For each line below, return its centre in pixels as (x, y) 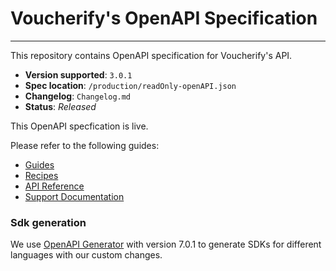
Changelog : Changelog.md (78, 96)
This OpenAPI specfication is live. (79, 126)
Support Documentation (74, 196)
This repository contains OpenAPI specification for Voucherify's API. (151, 55)
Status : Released (60, 106)
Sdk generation (48, 222)
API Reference (54, 186)
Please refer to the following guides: (85, 145)
